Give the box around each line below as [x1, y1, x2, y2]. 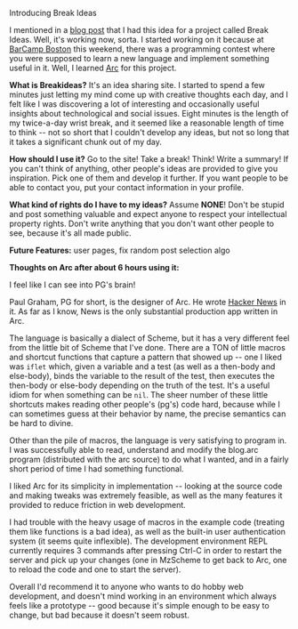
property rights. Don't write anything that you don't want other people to [9, 218, 274, 229]
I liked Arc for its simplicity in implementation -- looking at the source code [9, 480, 283, 491]
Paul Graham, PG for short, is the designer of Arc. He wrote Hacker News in [9, 297, 286, 307]
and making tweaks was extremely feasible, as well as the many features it [9, 490, 283, 501]
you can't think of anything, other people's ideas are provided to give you [9, 164, 278, 173]
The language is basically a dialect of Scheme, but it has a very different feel [9, 333, 290, 343]
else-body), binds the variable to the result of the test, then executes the [9, 371, 276, 381]
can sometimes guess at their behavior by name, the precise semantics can [9, 408, 286, 419]
